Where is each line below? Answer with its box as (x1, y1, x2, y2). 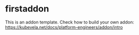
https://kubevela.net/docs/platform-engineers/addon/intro (5, 24, 123, 30)
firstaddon (5, 3, 49, 14)
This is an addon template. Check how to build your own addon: (5, 19, 134, 25)
